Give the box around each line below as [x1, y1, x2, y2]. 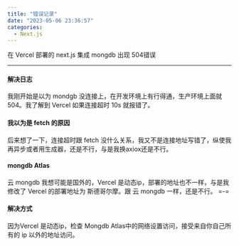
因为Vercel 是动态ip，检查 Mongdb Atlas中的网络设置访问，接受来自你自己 [7, 222, 225, 230]
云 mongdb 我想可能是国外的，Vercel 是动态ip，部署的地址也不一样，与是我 [7, 178, 230, 186]
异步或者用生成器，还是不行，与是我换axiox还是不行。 [13, 144, 173, 153]
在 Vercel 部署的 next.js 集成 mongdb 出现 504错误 [7, 50, 156, 59]
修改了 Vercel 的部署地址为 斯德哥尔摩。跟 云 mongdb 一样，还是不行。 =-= [7, 186, 230, 196]
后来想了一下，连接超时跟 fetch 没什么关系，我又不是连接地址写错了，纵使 [7, 136, 225, 144]
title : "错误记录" [7, 10, 58, 18]
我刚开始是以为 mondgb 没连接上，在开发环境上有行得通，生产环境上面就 [7, 92, 223, 100]
